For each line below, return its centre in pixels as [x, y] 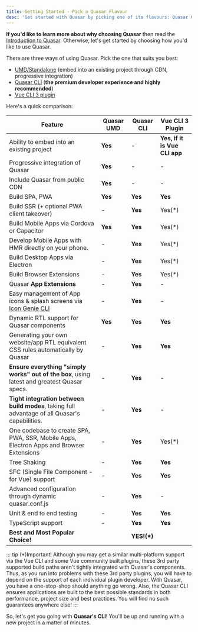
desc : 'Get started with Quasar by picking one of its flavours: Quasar [97, 17]
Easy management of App [45, 294]
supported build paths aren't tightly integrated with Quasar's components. [96, 567]
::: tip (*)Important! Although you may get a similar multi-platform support [95, 554]
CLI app [171, 153]
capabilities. [26, 421]
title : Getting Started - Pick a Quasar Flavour [67, 12]
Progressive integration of [45, 162]
